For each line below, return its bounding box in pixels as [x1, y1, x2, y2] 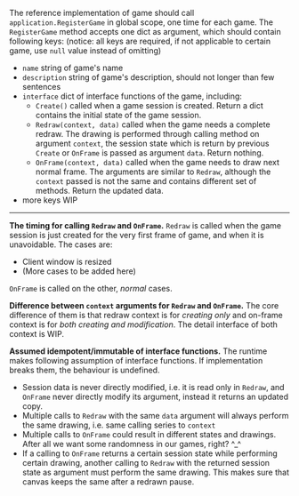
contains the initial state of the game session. [35, 110, 202, 120]
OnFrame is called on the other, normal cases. [9, 284, 173, 293]
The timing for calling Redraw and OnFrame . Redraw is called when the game [9, 220, 282, 230]
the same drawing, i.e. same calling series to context [21, 420, 216, 430]
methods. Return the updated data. [35, 186, 165, 196]
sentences [21, 82, 61, 92]
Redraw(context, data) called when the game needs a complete [35, 119, 271, 130]
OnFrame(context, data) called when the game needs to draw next [35, 157, 280, 167]
